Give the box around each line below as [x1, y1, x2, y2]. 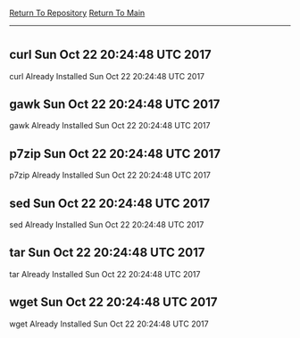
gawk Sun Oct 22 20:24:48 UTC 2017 [9, 97, 221, 111]
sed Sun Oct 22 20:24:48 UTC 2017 [9, 195, 211, 210]
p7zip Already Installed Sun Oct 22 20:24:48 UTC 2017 [9, 169, 212, 181]
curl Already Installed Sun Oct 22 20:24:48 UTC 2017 [9, 70, 205, 81]
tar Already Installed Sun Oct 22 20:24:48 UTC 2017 [9, 268, 201, 279]
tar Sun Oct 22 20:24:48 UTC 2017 [9, 245, 205, 260]
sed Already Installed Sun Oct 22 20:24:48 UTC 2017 [9, 219, 204, 230]
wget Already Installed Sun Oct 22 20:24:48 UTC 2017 [9, 318, 209, 329]
